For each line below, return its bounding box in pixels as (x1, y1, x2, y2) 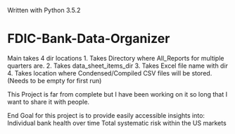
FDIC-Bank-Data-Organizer (7, 31, 170, 47)
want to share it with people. (7, 97, 90, 106)
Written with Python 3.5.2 (7, 6, 81, 14)
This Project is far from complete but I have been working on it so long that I (7, 90, 227, 98)
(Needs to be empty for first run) (7, 76, 102, 85)
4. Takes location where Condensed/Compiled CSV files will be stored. (7, 68, 212, 77)
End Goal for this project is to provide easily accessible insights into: (7, 111, 205, 119)
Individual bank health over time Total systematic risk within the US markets (7, 118, 227, 127)
